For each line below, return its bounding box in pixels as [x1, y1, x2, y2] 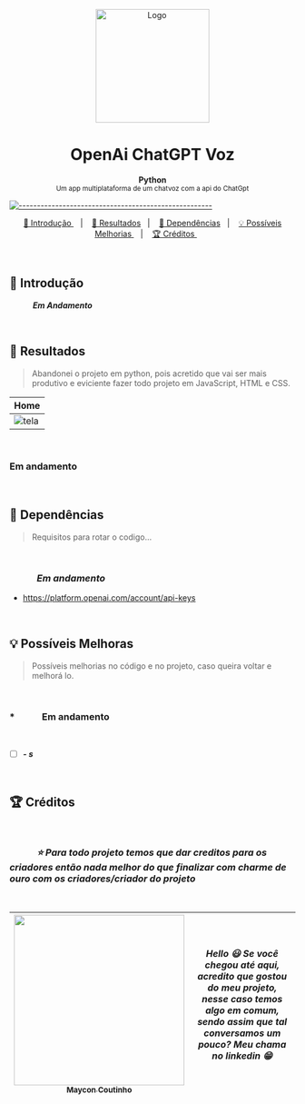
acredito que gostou [197, 970, 288, 983]
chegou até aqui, [204, 959, 280, 971]
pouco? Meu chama [198, 1039, 287, 1051]
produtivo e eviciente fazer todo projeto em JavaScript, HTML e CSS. [31, 377, 290, 388]
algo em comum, [205, 1004, 280, 1017]
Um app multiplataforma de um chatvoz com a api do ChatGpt [55, 184, 250, 193]
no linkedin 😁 [212, 1049, 273, 1062]
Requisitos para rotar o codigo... [31, 532, 152, 542]
